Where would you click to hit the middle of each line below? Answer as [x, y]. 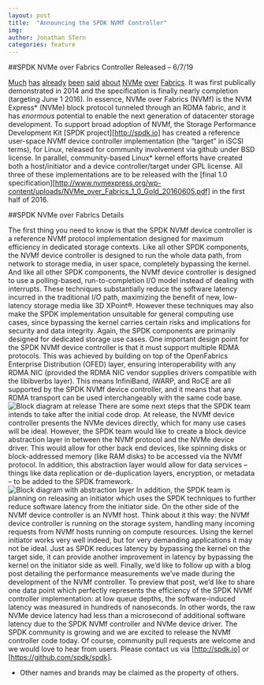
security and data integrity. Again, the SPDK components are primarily [122, 331]
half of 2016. [28, 200]
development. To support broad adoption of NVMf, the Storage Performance [132, 125]
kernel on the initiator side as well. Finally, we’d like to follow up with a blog [129, 565]
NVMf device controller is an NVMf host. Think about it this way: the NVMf [129, 515]
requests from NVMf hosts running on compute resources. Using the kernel [131, 532]
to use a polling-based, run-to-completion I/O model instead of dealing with [131, 281]
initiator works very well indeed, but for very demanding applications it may [130, 540]
